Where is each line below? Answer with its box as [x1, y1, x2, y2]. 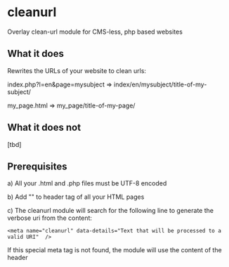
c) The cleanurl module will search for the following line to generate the [7, 207, 214, 215]
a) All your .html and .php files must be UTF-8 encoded [7, 179, 167, 188]
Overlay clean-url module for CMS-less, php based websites [7, 27, 183, 36]
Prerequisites [7, 160, 67, 172]
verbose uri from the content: [7, 214, 93, 222]
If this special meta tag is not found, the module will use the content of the [7, 246, 223, 254]
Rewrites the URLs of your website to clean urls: [7, 66, 146, 74]
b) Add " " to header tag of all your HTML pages [7, 193, 145, 201]
